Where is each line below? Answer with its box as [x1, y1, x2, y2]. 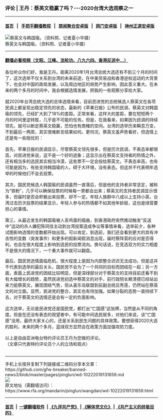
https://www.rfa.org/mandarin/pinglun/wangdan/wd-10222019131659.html [5, 387, 154, 393]
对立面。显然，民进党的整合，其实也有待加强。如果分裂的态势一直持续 [13, 288, 154, 294]
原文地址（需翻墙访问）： [5, 382, 54, 388]
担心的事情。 [5, 206, 31, 212]
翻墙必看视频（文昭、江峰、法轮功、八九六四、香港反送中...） [5, 57, 129, 63]
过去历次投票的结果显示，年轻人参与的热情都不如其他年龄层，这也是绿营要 [9, 200, 158, 205]
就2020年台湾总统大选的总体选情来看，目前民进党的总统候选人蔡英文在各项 [5, 99, 156, 104]
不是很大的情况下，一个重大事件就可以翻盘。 [5, 247, 95, 253]
